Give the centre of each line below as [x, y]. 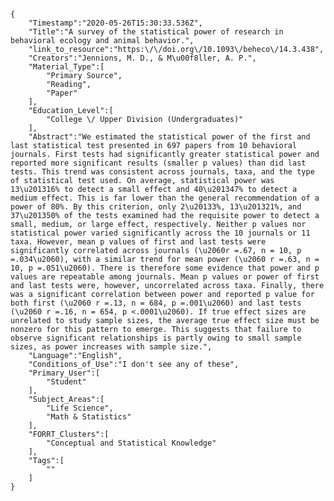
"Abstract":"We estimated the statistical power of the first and [169, 137]
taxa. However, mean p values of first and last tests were [138, 242]
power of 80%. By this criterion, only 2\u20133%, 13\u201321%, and [156, 207]
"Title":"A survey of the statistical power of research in [156, 32]
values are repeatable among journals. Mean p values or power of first [165, 277]
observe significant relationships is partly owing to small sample [156, 338]
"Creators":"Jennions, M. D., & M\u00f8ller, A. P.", [142, 58]
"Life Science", [80, 408]
